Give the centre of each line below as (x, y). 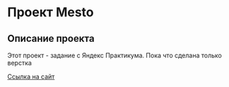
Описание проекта (51, 39)
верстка (19, 63)
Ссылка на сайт (31, 76)
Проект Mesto (51, 12)
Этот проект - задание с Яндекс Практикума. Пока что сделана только (115, 55)
